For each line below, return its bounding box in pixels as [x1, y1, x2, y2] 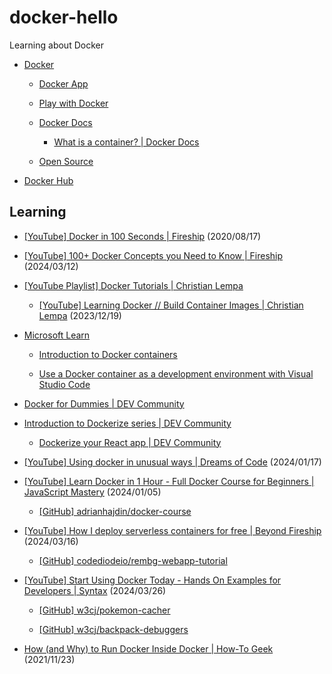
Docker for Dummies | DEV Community [23, 397, 185, 410]
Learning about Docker [9, 39, 104, 51]
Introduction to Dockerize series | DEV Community [23, 417, 232, 429]
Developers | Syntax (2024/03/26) [23, 584, 167, 596]
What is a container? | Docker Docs [53, 136, 200, 148]
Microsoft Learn [23, 329, 91, 341]
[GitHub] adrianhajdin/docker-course [38, 505, 192, 517]
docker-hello [9, 6, 119, 29]
